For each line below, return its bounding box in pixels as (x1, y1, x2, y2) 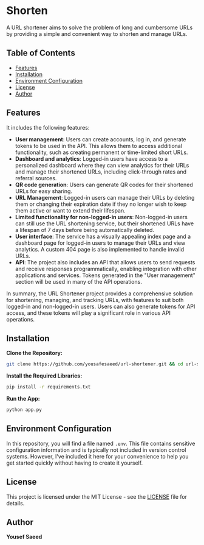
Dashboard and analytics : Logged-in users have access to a (15, 155, 168, 162)
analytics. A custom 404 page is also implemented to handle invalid (15, 245, 185, 253)
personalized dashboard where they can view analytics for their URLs (15, 161, 189, 169)
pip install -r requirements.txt (6, 384, 91, 390)
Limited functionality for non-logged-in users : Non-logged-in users (15, 213, 188, 220)
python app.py (6, 407, 42, 413)
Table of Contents (6, 48, 76, 58)
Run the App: (6, 395, 41, 403)
